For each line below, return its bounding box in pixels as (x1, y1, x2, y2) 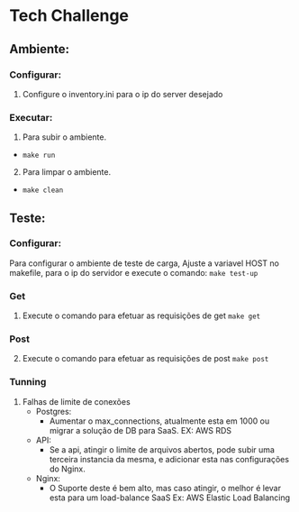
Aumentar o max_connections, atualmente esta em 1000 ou (49, 416, 270, 426)
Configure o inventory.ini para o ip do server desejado (22, 88, 223, 99)
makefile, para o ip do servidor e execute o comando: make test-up (9, 267, 258, 278)
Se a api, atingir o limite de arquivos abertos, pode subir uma (49, 443, 275, 455)
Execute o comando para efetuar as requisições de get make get (22, 310, 261, 321)
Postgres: (35, 406, 72, 416)
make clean (22, 186, 64, 195)
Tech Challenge (9, 5, 129, 26)
